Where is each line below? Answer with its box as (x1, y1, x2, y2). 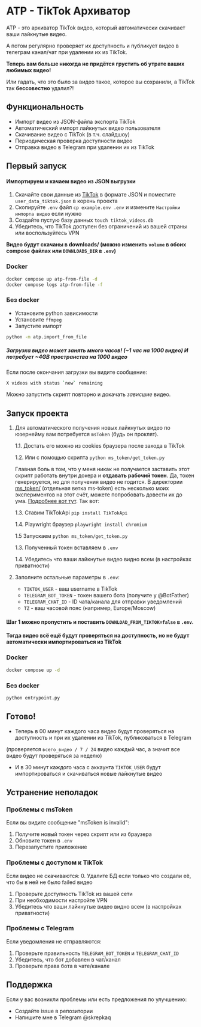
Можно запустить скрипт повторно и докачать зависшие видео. (6, 391, 171, 398)
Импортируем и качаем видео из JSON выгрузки (6, 177, 136, 184)
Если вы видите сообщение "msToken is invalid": (6, 819, 130, 826)
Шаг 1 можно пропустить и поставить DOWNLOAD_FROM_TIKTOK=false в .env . (6, 618, 194, 626)
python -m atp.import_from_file (6, 334, 87, 340)
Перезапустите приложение (14, 843, 87, 851)
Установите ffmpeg (14, 315, 62, 323)
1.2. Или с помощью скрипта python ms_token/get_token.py (14, 454, 165, 461)
